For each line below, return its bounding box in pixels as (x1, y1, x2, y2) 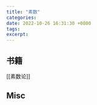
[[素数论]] (6, 72, 31, 80)
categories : (6, 15, 37, 21)
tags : (6, 25, 20, 32)
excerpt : (6, 32, 29, 38)
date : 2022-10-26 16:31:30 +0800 (6, 20, 92, 26)
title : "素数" (6, 8, 41, 15)
